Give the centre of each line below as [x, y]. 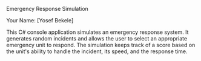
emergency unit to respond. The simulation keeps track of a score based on [101, 45]
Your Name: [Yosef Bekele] [40, 20]
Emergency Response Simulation [48, 9]
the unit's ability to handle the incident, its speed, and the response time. [97, 51]
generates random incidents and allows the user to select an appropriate [97, 38]
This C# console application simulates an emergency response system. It [97, 32]
